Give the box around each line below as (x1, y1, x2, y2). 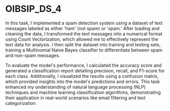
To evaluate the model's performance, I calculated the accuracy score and (5, 62, 162, 68)
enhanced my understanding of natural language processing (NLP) (5, 84, 146, 90)
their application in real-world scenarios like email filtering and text (5, 95, 145, 101)
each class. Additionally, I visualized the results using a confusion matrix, (5, 73, 159, 79)
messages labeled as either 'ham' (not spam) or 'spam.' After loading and (5, 25, 160, 31)
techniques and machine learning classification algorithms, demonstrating (5, 89, 161, 95)
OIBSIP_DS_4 (5, 3, 62, 15)
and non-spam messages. (5, 52, 60, 59)
